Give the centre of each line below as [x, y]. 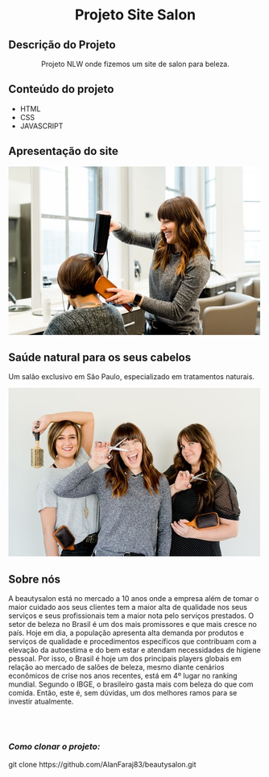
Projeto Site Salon [135, 15]
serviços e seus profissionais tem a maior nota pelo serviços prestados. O [131, 616]
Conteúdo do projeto [61, 89]
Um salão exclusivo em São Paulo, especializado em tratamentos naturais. [132, 377]
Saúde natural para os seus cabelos [100, 358]
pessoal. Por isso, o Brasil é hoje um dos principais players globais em [125, 658]
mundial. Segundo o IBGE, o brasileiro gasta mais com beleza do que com [131, 684]
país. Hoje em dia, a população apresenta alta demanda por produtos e [126, 633]
